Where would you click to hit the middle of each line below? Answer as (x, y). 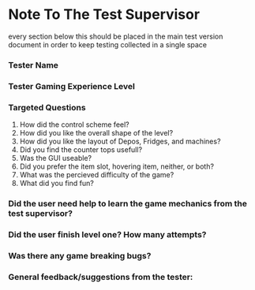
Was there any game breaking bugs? (80, 255)
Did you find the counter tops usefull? (81, 150)
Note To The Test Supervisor (104, 15)
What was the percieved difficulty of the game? (97, 175)
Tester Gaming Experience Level (72, 86)
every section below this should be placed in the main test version (116, 36)
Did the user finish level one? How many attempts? (107, 234)
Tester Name (34, 65)
